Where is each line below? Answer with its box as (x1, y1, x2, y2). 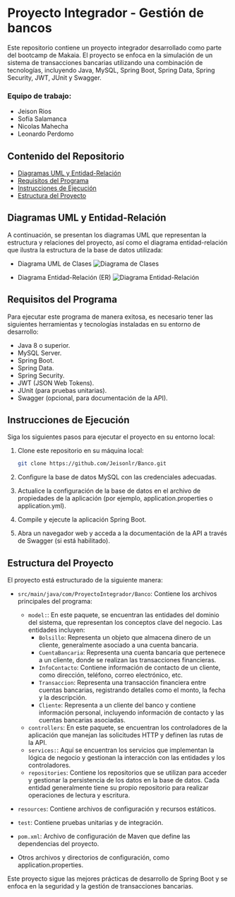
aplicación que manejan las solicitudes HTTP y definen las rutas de (28, 731, 224, 739)
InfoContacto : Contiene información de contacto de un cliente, (38, 663, 221, 672)
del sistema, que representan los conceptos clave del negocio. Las (28, 618, 222, 627)
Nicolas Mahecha (17, 122, 68, 131)
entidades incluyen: (28, 626, 85, 634)
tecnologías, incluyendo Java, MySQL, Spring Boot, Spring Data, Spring (7, 66, 215, 74)
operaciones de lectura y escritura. (28, 791, 131, 799)
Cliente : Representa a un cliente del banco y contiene (38, 701, 196, 710)
